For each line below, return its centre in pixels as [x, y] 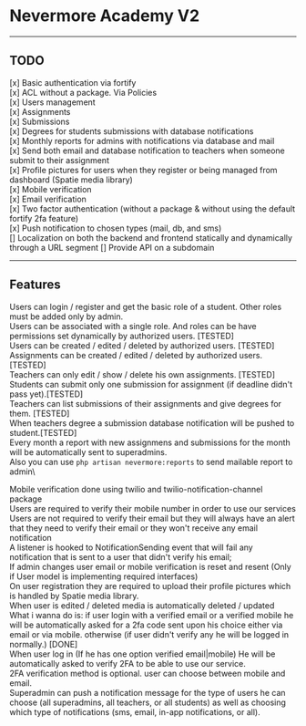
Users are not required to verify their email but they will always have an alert [153, 518]
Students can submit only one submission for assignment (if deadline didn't [151, 384]
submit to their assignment [59, 160]
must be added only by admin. [66, 316]
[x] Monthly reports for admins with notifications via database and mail [142, 140]
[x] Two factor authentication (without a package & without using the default [153, 208]
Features [35, 285]
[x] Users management [52, 102]
